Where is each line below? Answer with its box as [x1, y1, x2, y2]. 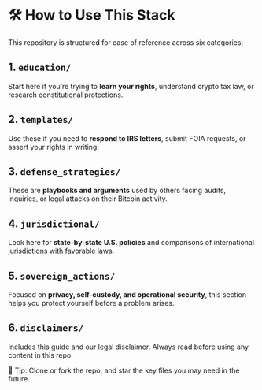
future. [8, 373, 30, 383]
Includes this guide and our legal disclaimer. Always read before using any [8, 342, 249, 351]
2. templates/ [8, 113, 74, 126]
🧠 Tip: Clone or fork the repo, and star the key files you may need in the [8, 366, 240, 375]
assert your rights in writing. [8, 142, 100, 151]
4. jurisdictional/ [8, 217, 100, 230]
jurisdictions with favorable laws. [8, 246, 115, 256]
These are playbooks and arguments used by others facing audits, [8, 186, 227, 195]
